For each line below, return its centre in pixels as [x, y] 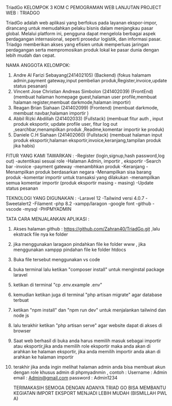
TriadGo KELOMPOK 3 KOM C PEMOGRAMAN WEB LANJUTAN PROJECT [84, 7]
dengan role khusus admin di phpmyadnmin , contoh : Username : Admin [90, 372]
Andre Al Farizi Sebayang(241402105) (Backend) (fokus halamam [82, 75]
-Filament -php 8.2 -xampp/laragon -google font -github [92, 204]
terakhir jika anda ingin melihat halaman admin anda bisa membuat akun [89, 367]
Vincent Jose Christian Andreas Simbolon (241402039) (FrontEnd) [83, 91]
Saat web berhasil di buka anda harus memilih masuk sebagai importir [87, 341]
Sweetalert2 [19, 204]
